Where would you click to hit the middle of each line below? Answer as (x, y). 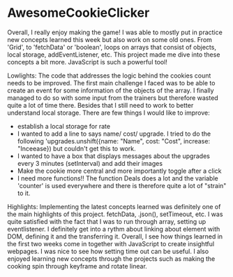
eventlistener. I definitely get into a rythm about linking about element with (114, 229)
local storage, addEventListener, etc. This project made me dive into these (114, 55)
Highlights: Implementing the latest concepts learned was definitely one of (114, 206)
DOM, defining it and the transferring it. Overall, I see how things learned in (115, 236)
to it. (24, 193)
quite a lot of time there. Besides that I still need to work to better (100, 105)
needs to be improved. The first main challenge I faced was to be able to (111, 83)
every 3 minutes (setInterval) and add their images (90, 163)
